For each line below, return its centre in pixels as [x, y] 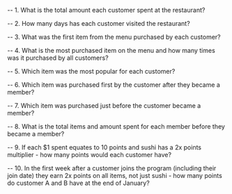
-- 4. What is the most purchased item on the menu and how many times [111, 50]
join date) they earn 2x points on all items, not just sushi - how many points [115, 176]
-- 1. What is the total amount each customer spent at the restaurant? [106, 10]
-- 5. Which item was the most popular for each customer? [91, 71]
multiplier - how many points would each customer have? [90, 155]
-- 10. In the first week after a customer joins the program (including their [112, 168]
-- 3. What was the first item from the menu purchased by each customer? [114, 37]
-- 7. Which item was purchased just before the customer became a [104, 106]
